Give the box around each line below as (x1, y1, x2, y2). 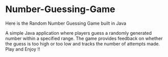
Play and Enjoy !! (5, 46, 40, 52)
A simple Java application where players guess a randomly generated (5, 30, 152, 36)
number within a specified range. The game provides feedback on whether (5, 35, 163, 41)
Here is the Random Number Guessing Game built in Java (5, 20, 127, 26)
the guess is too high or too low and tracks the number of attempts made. (5, 40, 160, 46)
